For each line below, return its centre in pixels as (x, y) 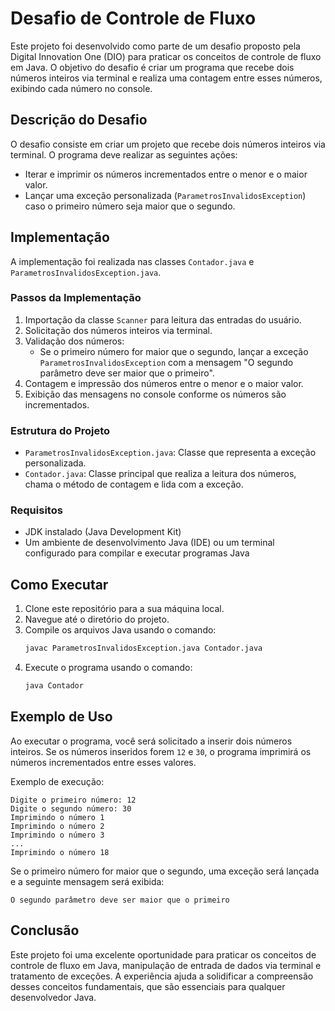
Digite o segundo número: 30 (71, 808)
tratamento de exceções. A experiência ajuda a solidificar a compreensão (162, 976)
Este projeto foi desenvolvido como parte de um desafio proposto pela (155, 46)
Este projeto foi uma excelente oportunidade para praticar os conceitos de (163, 954)
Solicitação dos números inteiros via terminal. (118, 330)
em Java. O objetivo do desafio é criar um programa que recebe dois (152, 67)
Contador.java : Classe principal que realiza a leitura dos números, (160, 474)
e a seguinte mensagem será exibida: (87, 881)
